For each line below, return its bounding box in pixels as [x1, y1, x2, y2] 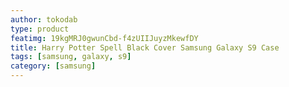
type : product [10, 24, 70, 34]
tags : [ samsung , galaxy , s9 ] [10, 52, 132, 62]
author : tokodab [10, 14, 78, 25]
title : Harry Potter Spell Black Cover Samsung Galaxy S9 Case [10, 42, 280, 53]
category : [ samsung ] [10, 61, 97, 71]
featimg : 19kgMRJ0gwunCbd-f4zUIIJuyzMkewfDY [10, 33, 199, 43]
